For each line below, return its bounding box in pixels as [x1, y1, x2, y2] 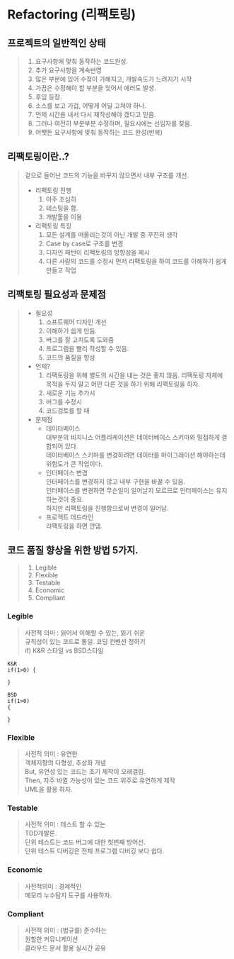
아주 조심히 [45, 194, 76, 203]
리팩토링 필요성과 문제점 [7, 289, 106, 301]
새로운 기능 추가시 [45, 388, 95, 397]
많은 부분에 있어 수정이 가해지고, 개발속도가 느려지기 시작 [35, 75, 192, 83]
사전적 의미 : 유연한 [24, 750, 78, 758]
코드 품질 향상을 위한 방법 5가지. [7, 544, 139, 557]
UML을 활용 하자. [24, 785, 73, 794]
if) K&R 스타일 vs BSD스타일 [24, 646, 104, 655]
